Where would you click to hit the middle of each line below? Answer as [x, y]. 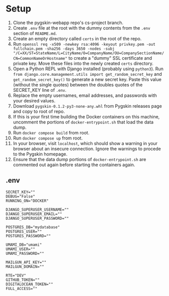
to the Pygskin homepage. [40, 154]
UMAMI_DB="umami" [24, 245]
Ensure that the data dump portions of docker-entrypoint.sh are [79, 159]
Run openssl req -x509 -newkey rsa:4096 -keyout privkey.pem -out [84, 44]
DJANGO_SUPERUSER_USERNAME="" [37, 209]
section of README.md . [35, 33]
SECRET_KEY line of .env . [40, 90]
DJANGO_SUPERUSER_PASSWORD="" [37, 218]
